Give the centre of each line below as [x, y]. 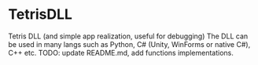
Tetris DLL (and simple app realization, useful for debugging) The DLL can [128, 36]
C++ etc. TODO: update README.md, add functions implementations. [121, 52]
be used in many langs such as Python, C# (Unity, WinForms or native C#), [129, 44]
